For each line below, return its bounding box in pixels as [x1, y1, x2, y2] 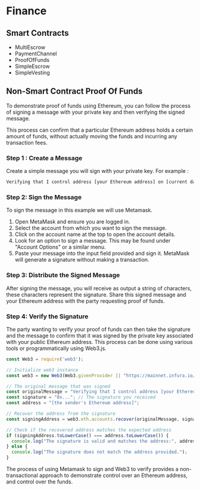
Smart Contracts [6, 28, 70, 38]
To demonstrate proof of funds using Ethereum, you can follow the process [6, 102, 191, 109]
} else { [6, 444, 28, 449]
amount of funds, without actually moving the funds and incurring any [6, 132, 177, 139]
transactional [6, 472, 39, 479]
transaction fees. [6, 139, 48, 146]
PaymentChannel [14, 50, 58, 57]
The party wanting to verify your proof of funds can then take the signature [6, 325, 190, 333]
